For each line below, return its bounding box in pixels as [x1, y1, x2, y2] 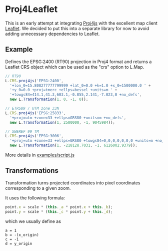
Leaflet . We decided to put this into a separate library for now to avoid [5, 25, 149, 31]
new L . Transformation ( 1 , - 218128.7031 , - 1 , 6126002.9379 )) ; [9, 143, 137, 148]
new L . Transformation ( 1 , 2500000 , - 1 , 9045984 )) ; [9, 120, 115, 125]
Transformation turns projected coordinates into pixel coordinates [5, 179, 140, 186]
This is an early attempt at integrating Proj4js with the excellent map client [5, 20, 157, 26]
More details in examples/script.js [5, 152, 75, 158]
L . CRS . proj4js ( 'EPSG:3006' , [5, 134, 64, 139]
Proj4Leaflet [5, 4, 58, 15]
